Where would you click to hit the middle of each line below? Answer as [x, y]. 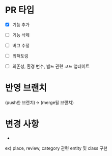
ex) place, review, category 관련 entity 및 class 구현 [56, 148]
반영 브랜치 [26, 88]
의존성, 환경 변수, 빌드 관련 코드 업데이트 [51, 66]
